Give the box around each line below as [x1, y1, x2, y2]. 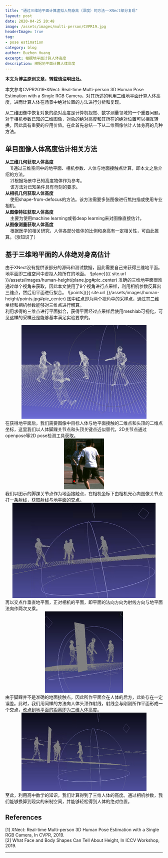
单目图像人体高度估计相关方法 [5, 144, 97, 153]
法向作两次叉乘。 [5, 605, 40, 611]
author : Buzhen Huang [5, 50, 50, 55]
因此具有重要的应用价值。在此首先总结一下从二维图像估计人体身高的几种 [13, 122, 163, 128]
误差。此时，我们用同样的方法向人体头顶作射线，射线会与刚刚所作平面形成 [5, 701, 158, 706]
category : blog [5, 45, 37, 50]
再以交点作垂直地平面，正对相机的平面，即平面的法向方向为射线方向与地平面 [5, 599, 163, 605]
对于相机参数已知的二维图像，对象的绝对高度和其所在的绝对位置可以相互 [5, 116, 154, 122]
